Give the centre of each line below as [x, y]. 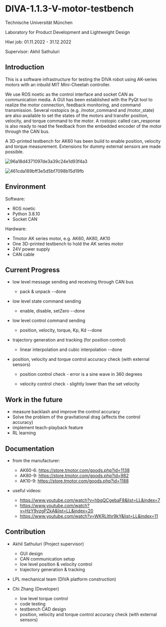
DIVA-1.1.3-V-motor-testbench [70, 9]
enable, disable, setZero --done [52, 311]
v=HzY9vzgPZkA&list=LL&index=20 [56, 511]
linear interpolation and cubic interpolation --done [71, 349]
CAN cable [23, 254]
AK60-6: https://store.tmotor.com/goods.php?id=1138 [75, 470]
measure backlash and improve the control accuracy [66, 412]
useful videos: [27, 490]
